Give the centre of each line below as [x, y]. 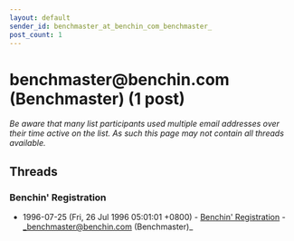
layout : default [40, 18]
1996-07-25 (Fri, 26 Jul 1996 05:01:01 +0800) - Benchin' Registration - [154, 217]
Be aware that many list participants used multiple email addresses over [145, 124]
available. [28, 143]
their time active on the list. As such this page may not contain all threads [147, 133]
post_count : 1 [36, 34]
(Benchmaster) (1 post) [97, 98]
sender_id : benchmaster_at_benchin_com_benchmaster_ [111, 26]
